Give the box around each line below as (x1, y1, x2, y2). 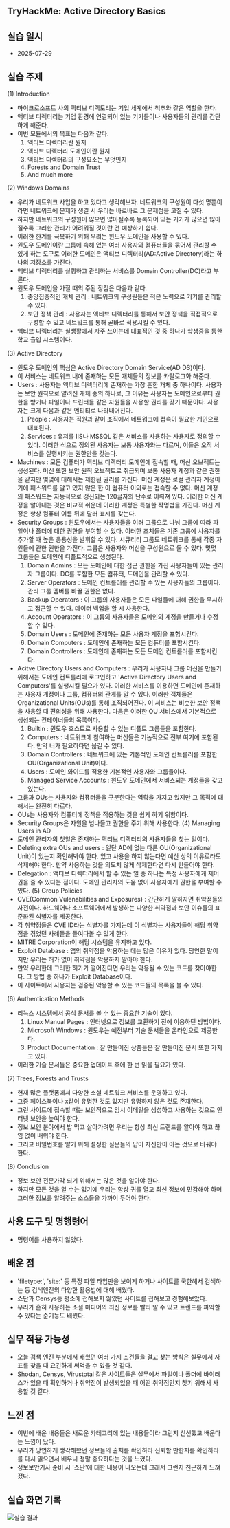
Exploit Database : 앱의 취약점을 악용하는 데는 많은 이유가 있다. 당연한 (16, 947, 206, 955)
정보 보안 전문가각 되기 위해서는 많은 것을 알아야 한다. (16, 1177, 160, 1185)
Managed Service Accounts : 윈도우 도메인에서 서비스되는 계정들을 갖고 (27, 776, 223, 785)
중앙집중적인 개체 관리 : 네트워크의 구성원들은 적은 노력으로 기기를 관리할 (27, 292, 222, 301)
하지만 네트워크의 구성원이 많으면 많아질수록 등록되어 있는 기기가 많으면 (16, 215, 208, 223)
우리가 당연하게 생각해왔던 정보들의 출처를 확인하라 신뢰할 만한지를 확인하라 (16, 1446, 220, 1454)
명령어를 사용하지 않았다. (16, 1235, 84, 1243)
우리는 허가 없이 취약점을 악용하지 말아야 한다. (30, 955, 153, 963)
